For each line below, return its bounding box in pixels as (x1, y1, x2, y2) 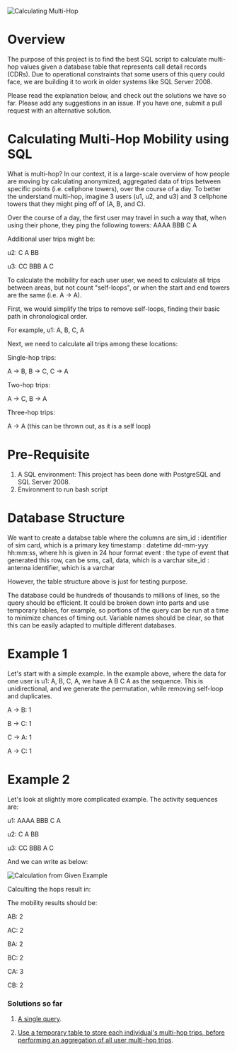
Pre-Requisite (7, 447, 90, 463)
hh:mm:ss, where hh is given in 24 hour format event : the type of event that (7, 548, 229, 557)
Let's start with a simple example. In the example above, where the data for (7, 669, 226, 678)
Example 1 (7, 645, 68, 661)
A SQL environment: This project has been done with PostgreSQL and (17, 470, 221, 478)
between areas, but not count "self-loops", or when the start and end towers (7, 283, 230, 292)
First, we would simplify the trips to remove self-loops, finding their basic (7, 305, 221, 313)
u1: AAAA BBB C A (7, 816, 62, 824)
